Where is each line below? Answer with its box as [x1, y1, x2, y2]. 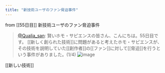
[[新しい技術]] [5, 62, 34, 68]
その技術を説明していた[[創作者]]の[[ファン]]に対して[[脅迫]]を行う [17, 45, 156, 51]
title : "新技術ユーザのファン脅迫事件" [5, 7, 78, 13]
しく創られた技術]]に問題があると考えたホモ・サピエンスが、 [35, 39, 162, 45]
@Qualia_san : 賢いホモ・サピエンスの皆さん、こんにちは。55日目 [17, 32, 154, 38]
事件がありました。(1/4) [26, 51, 76, 57]
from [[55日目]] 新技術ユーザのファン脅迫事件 [5, 22, 100, 28]
